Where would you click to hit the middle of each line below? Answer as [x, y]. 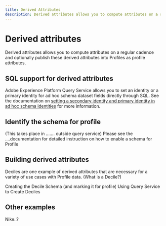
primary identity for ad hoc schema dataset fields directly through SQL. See [82, 96]
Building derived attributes [47, 159]
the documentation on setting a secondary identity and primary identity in [80, 101]
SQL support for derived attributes [59, 78]
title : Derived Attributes [33, 10]
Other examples [30, 207]
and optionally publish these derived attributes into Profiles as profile [75, 58]
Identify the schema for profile [53, 122]
